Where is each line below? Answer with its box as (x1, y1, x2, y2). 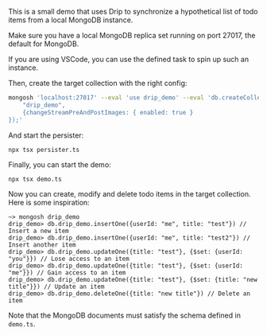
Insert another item (8, 240, 77, 249)
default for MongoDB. (8, 39, 79, 49)
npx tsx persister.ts (8, 146, 80, 154)
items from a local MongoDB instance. (8, 15, 133, 25)
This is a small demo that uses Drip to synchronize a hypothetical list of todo (8, 7, 258, 16)
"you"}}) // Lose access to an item (8, 255, 130, 263)
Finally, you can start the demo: (8, 159, 111, 169)
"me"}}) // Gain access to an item (8, 268, 126, 277)
